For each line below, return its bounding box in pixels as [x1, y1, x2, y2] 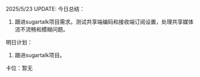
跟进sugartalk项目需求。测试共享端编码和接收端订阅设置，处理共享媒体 [14, 18, 194, 25]
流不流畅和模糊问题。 [14, 26, 69, 33]
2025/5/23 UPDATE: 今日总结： [6, 5, 85, 12]
